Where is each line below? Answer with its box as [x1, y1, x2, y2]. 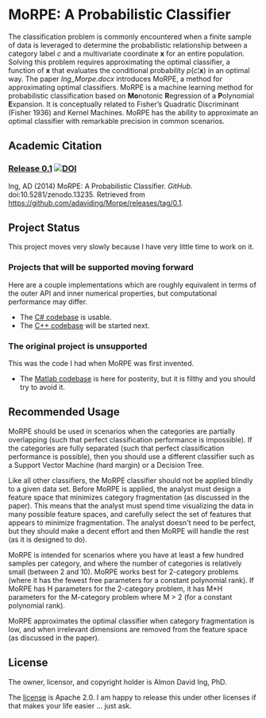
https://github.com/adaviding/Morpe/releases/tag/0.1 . [8, 198, 184, 207]
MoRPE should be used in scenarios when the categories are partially [8, 427, 236, 436]
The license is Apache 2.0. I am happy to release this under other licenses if [8, 693, 256, 702]
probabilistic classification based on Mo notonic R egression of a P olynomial [8, 91, 254, 100]
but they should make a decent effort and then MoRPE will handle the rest [8, 526, 249, 535]
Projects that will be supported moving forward [8, 262, 195, 273]
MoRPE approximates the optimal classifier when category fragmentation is [8, 616, 255, 625]
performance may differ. [8, 296, 88, 307]
